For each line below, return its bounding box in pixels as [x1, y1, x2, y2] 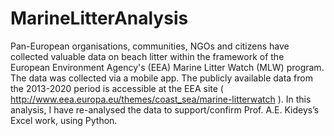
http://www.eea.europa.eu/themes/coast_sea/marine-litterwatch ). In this [10, 93, 312, 105]
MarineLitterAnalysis [10, 7, 189, 30]
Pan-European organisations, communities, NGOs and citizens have [10, 40, 290, 52]
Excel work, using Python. [10, 114, 118, 126]
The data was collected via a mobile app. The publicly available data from [10, 72, 313, 84]
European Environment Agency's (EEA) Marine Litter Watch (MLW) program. [10, 61, 325, 73]
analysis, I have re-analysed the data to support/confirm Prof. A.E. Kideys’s [10, 103, 320, 116]
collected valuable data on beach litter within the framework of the [10, 50, 285, 62]
